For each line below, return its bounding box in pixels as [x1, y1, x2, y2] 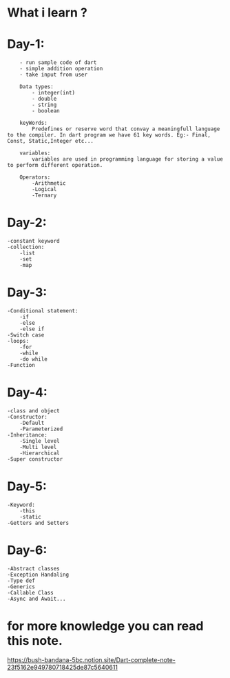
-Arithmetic [32, 180, 67, 187]
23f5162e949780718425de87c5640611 [7, 663, 118, 671]
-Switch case [7, 332, 45, 339]
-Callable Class [7, 589, 54, 596]
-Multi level [19, 443, 57, 450]
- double [32, 95, 57, 103]
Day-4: [7, 385, 48, 401]
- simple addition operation [19, 66, 103, 72]
